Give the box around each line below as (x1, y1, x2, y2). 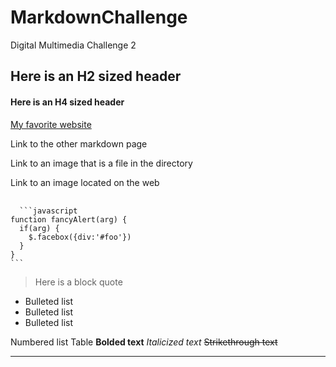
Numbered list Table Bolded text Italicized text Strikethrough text (10, 336, 278, 348)
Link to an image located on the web (10, 176, 160, 188)
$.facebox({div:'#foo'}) (28, 232, 132, 242)
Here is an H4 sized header (10, 96, 125, 108)
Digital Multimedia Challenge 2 (10, 39, 137, 51)
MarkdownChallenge (10, 6, 188, 29)
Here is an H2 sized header (10, 68, 182, 85)
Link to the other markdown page (10, 137, 148, 150)
